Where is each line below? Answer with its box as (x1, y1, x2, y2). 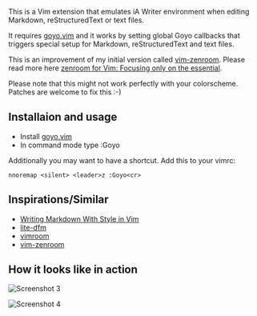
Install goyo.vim (19, 131, 72, 141)
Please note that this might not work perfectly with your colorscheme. (8, 79, 239, 88)
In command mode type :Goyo (19, 140, 120, 150)
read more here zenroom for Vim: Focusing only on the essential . (8, 63, 223, 73)
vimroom (19, 231, 50, 241)
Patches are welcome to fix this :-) (8, 87, 122, 97)
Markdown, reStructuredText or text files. (8, 15, 144, 25)
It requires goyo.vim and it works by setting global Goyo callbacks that (8, 31, 240, 40)
